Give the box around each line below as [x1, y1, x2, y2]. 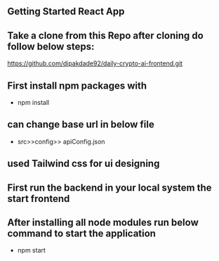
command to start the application [7, 228, 157, 239]
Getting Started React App [7, 6, 125, 18]
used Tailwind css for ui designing [7, 158, 160, 170]
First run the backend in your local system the [7, 182, 212, 193]
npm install [17, 98, 50, 107]
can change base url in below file [7, 119, 154, 131]
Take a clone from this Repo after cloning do [7, 30, 204, 42]
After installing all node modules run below [7, 217, 199, 228]
